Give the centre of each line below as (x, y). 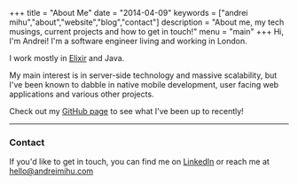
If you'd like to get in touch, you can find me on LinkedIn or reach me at (140, 162)
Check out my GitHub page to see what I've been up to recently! (126, 111)
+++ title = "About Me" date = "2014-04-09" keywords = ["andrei (129, 13)
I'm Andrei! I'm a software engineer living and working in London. (129, 41)
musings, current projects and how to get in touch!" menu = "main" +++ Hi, (147, 31)
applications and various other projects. (82, 94)
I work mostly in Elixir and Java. (67, 58)
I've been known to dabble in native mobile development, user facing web (144, 85)
